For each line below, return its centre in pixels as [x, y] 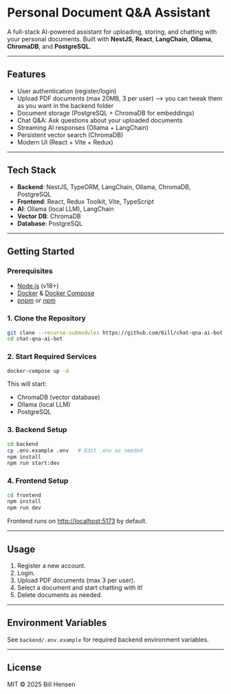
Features [26, 75]
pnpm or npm [36, 301]
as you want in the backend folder [65, 105]
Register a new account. [51, 566]
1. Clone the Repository [46, 318]
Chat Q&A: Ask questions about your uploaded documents [100, 120]
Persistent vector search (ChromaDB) [70, 135]
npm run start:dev [33, 463]
